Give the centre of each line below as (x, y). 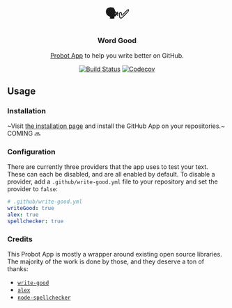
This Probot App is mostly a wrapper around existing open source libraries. (115, 254)
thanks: (18, 269)
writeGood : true (31, 209)
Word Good (117, 41)
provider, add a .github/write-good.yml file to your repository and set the (113, 181)
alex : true (23, 215)
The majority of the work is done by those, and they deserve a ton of (106, 261)
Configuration (31, 152)
